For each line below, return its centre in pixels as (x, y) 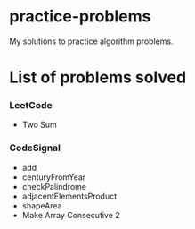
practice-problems (80, 17)
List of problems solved (98, 77)
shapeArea (42, 205)
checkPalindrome (54, 186)
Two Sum (40, 125)
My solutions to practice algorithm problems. (91, 41)
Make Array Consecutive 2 (71, 215)
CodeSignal (35, 148)
